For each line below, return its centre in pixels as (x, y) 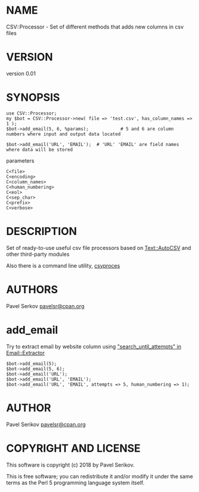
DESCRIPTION (42, 231)
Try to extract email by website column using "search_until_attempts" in (94, 346)
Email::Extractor (26, 353)
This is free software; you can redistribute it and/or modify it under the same (99, 476)
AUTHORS (32, 289)
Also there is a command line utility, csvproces (63, 265)
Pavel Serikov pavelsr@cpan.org (46, 424)
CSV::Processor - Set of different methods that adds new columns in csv (95, 27)
